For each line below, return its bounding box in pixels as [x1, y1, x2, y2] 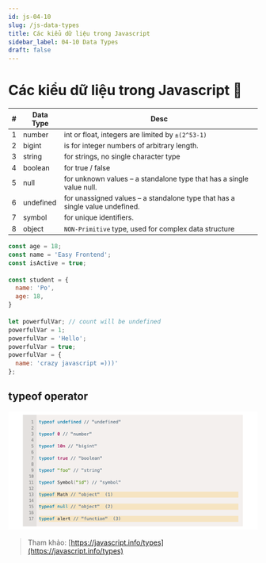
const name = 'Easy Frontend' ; [8, 251, 112, 259]
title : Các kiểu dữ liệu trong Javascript [8, 29, 150, 37]
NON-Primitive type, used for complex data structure [63, 224, 235, 233]
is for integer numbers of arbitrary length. [63, 141, 199, 151]
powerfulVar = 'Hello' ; [8, 334, 87, 343]
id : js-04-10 [8, 13, 51, 21]
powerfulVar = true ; [8, 343, 77, 350]
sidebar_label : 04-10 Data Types [8, 38, 119, 46]
